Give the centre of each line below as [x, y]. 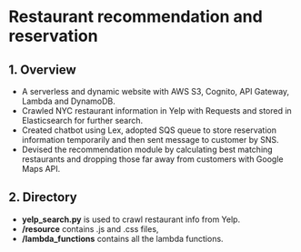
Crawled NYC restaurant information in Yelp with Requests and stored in [156, 111]
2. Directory [43, 197]
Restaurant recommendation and [135, 17]
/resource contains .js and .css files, [90, 228]
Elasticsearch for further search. [82, 121]
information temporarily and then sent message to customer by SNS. [150, 140]
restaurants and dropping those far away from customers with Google [152, 159]
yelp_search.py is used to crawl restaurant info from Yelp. [131, 219]
